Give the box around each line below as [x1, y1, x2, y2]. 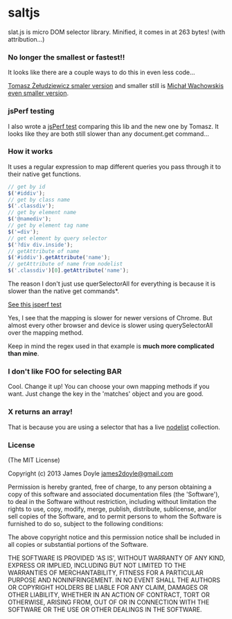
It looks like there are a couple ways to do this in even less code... [8, 68, 196, 77]
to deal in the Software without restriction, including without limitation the [8, 497, 217, 505]
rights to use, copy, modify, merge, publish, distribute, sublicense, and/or [8, 505, 217, 513]
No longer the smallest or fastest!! [8, 52, 125, 62]
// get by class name [8, 196, 71, 203]
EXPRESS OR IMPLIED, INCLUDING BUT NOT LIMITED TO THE [8, 561, 186, 569]
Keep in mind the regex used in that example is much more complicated [8, 342, 215, 351]
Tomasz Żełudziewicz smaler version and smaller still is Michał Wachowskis [8, 82, 224, 90]
